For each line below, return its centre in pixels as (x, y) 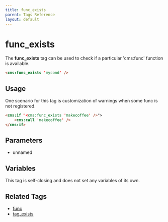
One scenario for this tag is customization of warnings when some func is (81, 101)
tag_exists (23, 214)
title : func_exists (26, 10)
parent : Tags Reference (30, 15)
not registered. (21, 106)
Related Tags (26, 197)
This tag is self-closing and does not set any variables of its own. (72, 181)
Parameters (24, 141)
